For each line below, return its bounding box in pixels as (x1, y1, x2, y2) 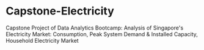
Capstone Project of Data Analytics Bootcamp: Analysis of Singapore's (5, 24, 184, 31)
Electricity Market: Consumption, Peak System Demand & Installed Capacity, (5, 30, 198, 37)
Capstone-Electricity (5, 4, 114, 18)
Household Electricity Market (5, 37, 79, 44)
